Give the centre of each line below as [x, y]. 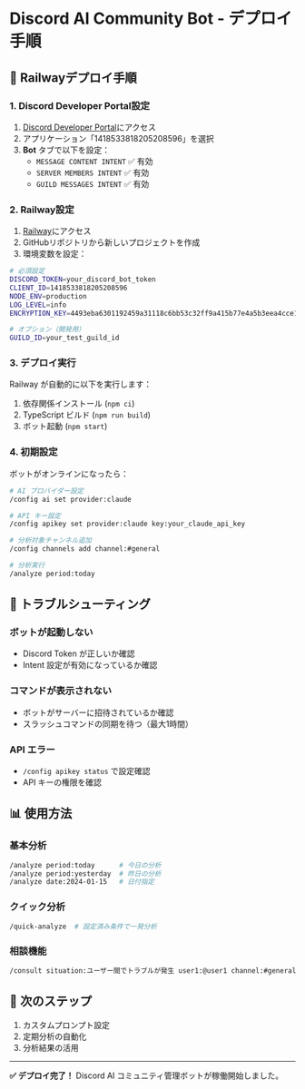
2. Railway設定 [42, 210]
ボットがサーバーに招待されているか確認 [98, 712]
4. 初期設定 [34, 452]
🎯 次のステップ [51, 1001]
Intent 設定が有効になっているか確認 [90, 665]
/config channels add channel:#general [85, 549]
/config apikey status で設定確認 [87, 771]
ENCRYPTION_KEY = [40, 313]
